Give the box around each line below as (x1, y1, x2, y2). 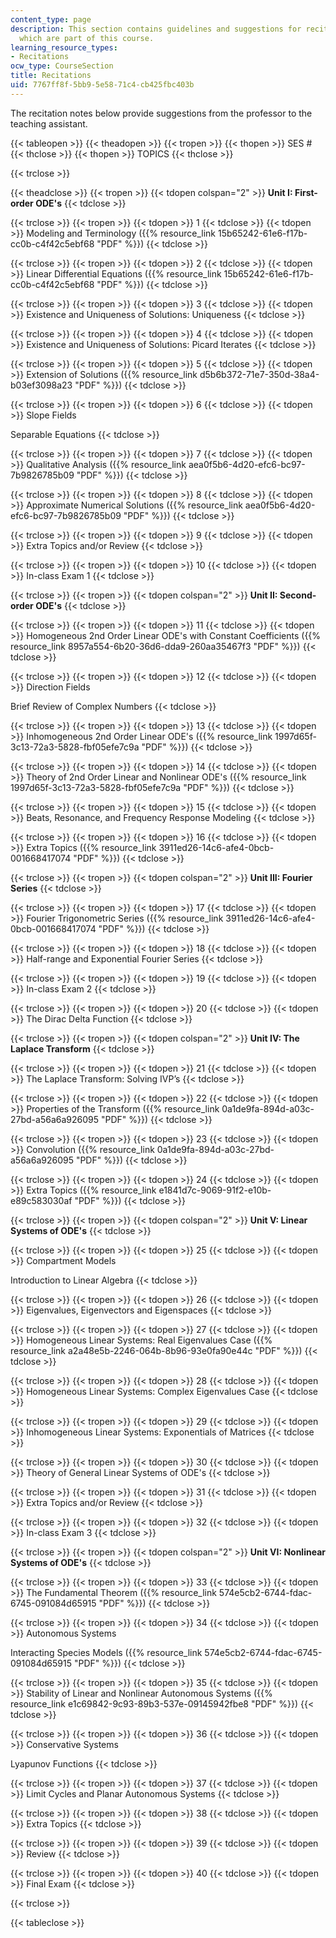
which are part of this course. (19, 33, 155, 43)
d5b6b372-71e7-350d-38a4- (199, 368, 320, 380)
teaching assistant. (10, 117, 88, 130)
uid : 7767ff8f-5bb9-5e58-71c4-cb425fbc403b (10, 80, 195, 90)
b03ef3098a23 (10, 379, 73, 391)
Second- (279, 589, 317, 601)
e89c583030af (10, 1194, 73, 1206)
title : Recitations (10, 71, 92, 81)
